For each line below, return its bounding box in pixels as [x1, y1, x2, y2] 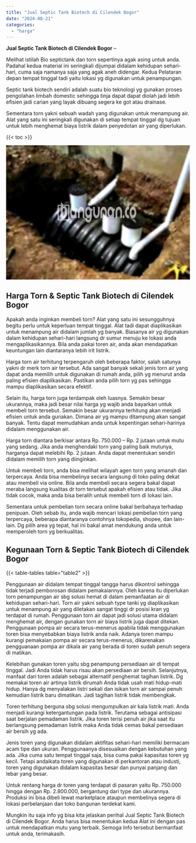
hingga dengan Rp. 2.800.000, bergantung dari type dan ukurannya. [6, 788, 170, 795]
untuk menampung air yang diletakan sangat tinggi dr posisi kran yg [6, 606, 169, 613]
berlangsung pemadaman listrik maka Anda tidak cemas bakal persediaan [6, 722, 184, 729]
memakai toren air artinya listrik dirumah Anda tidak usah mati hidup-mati [6, 679, 182, 686]
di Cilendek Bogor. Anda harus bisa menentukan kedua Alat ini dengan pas [6, 818, 185, 825]
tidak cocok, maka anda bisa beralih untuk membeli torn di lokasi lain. [6, 492, 173, 499]
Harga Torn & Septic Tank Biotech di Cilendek [6, 291, 174, 301]
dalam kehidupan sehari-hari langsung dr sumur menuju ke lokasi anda [6, 334, 177, 341]
